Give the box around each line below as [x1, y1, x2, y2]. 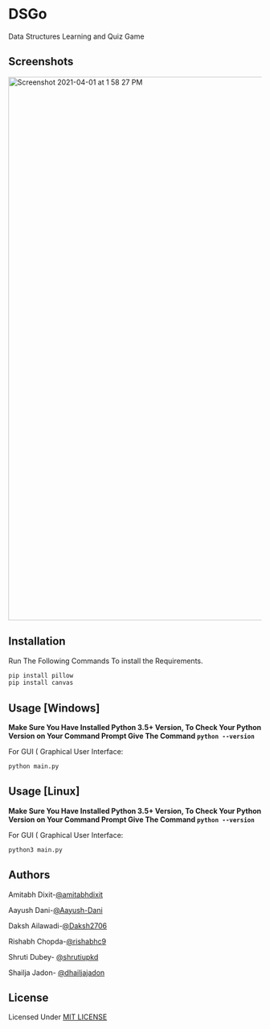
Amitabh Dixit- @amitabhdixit [8, 890, 103, 899]
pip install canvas [8, 678, 74, 687]
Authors [8, 868, 51, 882]
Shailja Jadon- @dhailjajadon [8, 968, 105, 977]
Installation [8, 634, 66, 649]
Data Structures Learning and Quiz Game [8, 31, 145, 41]
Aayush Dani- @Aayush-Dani [8, 905, 103, 915]
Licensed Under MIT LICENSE [8, 1012, 108, 1022]
